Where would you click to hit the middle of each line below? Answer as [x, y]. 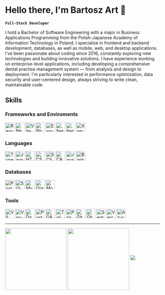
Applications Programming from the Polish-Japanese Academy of [71, 37]
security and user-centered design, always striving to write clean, [71, 79]
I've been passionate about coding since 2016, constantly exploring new [78, 53]
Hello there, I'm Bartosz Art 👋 [66, 10]
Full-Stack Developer [27, 23]
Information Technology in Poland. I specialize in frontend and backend [77, 43]
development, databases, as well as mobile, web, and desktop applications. [82, 48]
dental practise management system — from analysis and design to [73, 69]
